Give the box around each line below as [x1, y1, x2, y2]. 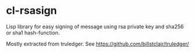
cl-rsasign [6, 4, 57, 17]
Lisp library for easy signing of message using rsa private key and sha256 [6, 23, 184, 30]
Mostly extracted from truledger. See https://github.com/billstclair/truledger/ [6, 40, 190, 47]
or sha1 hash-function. [6, 29, 60, 36]
